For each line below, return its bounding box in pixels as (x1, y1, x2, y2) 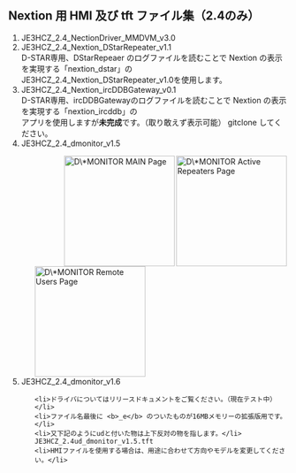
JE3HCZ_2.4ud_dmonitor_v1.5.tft (34, 437, 154, 446)
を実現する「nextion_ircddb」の (20, 105, 138, 117)
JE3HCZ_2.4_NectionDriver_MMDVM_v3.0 (20, 32, 176, 42)
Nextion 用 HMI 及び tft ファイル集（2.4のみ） (8, 8, 260, 24)
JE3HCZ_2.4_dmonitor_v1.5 (20, 138, 121, 149)
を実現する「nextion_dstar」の (20, 63, 133, 73)
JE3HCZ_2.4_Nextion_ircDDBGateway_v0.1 (20, 84, 177, 95)
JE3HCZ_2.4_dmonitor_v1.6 (20, 376, 121, 386)
